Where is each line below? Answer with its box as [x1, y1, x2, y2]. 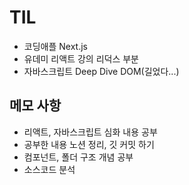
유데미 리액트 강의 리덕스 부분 [23, 52, 139, 65]
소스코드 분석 [23, 163, 76, 175]
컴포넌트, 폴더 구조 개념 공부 [23, 151, 134, 163]
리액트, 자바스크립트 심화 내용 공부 [23, 126, 158, 138]
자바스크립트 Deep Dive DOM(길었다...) [23, 65, 180, 77]
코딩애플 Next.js [23, 40, 88, 52]
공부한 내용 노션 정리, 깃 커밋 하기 [23, 138, 155, 150]
